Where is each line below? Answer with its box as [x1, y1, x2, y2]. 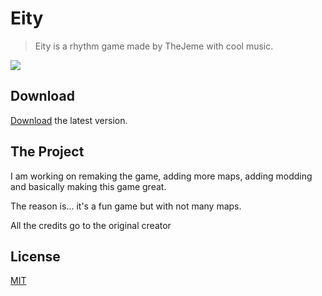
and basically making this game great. [10, 180, 167, 192]
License [10, 248, 61, 265]
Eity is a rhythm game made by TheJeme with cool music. [34, 40, 274, 52]
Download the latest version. [10, 114, 128, 126]
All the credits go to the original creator [10, 219, 172, 231]
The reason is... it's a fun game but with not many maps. [10, 200, 242, 212]
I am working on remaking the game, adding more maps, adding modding [10, 170, 313, 182]
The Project [10, 143, 85, 161]
